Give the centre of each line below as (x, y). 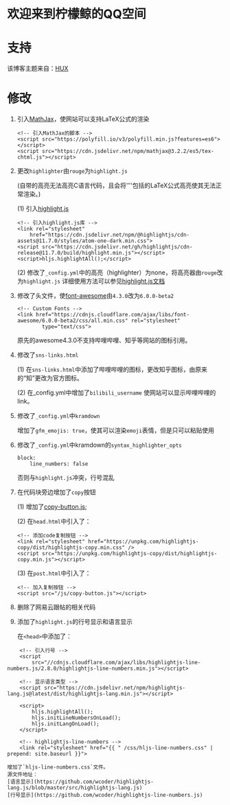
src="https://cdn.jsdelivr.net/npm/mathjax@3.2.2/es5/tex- (128, 152)
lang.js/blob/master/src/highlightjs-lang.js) (75, 788)
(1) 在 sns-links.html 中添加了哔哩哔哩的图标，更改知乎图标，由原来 (112, 370)
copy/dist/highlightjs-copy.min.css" (71, 548)
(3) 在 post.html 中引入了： (54, 573)
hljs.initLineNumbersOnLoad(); (77, 718)
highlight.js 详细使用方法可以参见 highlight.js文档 (94, 281)
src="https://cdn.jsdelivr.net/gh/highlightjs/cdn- (117, 247)
